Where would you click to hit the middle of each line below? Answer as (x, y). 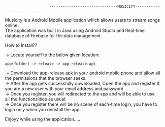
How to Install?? (21, 45)
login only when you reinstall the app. (43, 110)
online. (12, 25)
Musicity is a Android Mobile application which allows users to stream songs (82, 20)
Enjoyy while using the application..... (43, 119)
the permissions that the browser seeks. (46, 78)
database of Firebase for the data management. (53, 36)
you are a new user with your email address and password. (65, 89)
